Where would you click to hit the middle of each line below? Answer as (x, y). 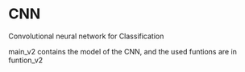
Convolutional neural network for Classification (86, 36)
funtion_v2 (26, 60)
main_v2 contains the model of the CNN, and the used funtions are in (123, 51)
